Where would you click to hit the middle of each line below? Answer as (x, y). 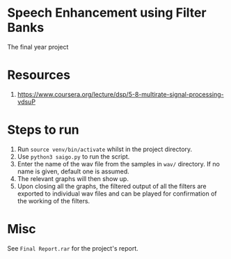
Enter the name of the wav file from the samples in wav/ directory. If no (119, 164)
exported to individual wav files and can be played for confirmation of (117, 194)
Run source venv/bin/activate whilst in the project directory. (105, 149)
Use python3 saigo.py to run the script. (73, 156)
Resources (39, 75)
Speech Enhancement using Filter (107, 13)
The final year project (38, 47)
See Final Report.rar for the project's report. (73, 248)
